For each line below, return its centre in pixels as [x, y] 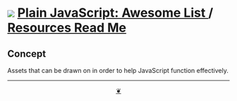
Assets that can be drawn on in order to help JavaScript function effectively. [118, 70]
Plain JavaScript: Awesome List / [115, 13]
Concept [27, 54]
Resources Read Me [67, 28]
